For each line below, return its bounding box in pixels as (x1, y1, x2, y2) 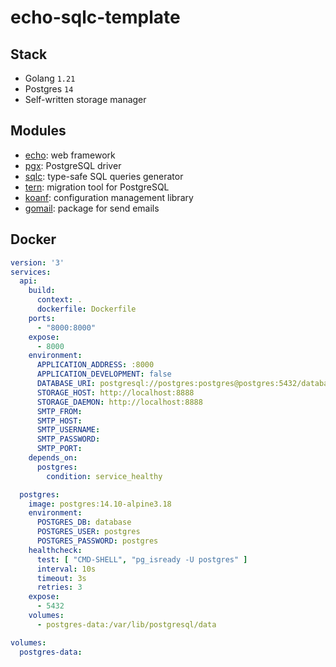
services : (10, 267, 52, 277)
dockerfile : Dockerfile (36, 304, 137, 314)
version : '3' (10, 257, 65, 268)
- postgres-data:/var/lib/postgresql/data (36, 619, 217, 630)
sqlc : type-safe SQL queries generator (24, 170, 184, 182)
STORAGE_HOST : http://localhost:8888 (36, 387, 195, 398)
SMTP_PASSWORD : (36, 434, 101, 445)
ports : (28, 313, 56, 323)
